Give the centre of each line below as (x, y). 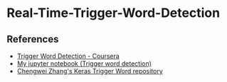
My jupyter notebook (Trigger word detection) (84, 64)
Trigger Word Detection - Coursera (68, 56)
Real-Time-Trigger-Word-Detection (114, 13)
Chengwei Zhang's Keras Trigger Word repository (90, 71)
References (33, 39)
